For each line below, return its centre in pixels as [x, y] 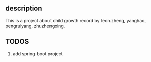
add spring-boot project [37, 54]
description [24, 8]
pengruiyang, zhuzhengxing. [35, 26]
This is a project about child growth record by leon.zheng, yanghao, [76, 20]
